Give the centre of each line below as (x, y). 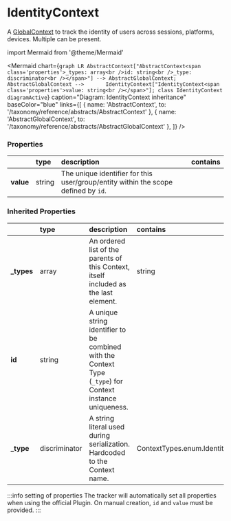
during (99, 435)
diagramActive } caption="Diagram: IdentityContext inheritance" (97, 97)
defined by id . (84, 191)
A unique (103, 312)
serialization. (110, 444)
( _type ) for (106, 381)
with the (102, 355)
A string (102, 418)
